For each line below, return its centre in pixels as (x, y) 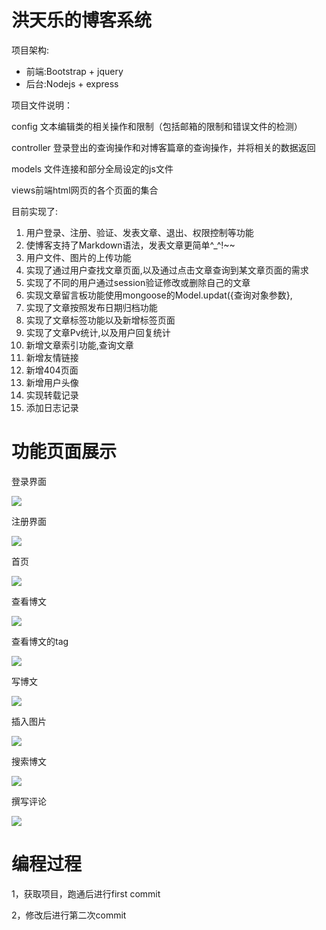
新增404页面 (52, 370)
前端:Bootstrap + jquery (74, 71)
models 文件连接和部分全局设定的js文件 (92, 168)
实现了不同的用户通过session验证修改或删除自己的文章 (138, 282)
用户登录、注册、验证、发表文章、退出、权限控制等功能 (139, 232)
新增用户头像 (52, 382)
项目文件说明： (42, 105)
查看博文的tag (40, 641)
